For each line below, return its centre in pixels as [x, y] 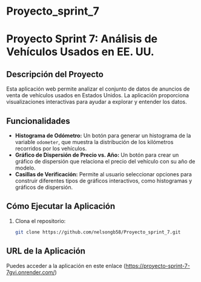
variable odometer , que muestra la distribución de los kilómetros [94, 142]
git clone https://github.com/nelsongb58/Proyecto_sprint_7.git [98, 232]
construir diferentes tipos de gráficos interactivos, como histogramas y [104, 181]
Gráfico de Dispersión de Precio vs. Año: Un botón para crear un [97, 155]
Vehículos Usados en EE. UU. [80, 52]
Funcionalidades [38, 121]
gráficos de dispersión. [44, 187]
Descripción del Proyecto [55, 74]
